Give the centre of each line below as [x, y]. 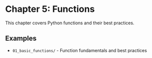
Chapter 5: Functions [50, 9]
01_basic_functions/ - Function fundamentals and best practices [80, 50]
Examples [21, 38]
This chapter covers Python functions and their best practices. [70, 23]
